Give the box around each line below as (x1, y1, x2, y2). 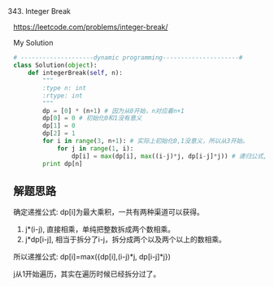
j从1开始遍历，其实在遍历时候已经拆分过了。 (13, 269, 161, 279)
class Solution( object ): (13, 61, 98, 70)
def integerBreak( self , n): (28, 69, 123, 77)
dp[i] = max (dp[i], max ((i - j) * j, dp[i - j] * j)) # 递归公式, (71, 152, 267, 160)
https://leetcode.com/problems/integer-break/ (13, 22, 169, 32)
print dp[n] (42, 159, 84, 167)
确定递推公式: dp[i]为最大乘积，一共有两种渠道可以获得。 (13, 207, 204, 217)
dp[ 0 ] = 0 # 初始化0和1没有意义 (42, 114, 142, 123)
